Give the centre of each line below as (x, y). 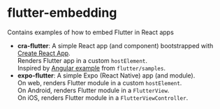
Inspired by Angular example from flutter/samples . (91, 68)
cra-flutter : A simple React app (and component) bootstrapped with (115, 45)
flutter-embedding (62, 13)
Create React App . (44, 53)
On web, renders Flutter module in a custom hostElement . (100, 82)
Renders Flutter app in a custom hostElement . (82, 60)
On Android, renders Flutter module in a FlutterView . (93, 90)
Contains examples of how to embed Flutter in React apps (91, 32)
